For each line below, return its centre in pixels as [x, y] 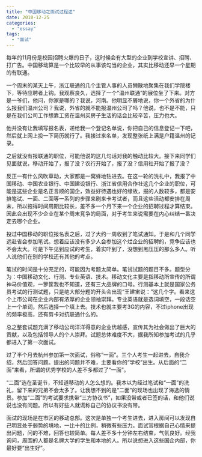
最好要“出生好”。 [27, 448]
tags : [13, 34]
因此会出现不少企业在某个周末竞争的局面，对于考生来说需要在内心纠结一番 [98, 213]
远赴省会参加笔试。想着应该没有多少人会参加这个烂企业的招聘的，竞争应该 [98, 241]
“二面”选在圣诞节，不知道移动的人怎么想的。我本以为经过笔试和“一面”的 [95, 383]
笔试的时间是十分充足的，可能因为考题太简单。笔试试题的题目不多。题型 [96, 269]
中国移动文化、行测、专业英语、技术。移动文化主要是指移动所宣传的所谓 [106, 277]
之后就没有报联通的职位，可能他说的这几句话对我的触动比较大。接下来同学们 [101, 156]
